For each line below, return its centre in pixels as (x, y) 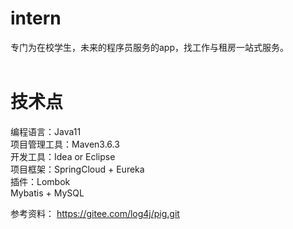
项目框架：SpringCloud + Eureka (77, 169)
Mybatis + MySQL (47, 193)
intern (36, 18)
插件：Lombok (40, 181)
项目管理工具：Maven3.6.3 (65, 144)
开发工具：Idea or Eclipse (63, 156)
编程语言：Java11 (46, 131)
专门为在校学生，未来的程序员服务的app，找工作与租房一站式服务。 (150, 47)
